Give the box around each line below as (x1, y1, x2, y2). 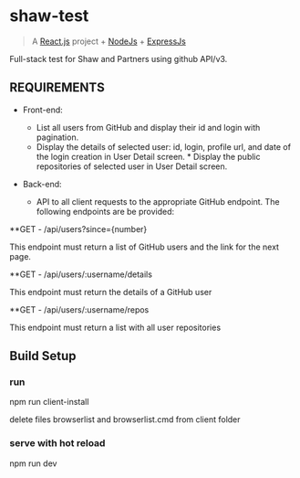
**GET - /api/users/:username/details (9, 269, 153, 280)
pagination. (36, 132, 79, 143)
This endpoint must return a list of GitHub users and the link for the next (9, 241, 280, 252)
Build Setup (9, 348, 77, 364)
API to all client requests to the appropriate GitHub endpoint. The (36, 196, 280, 207)
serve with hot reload (9, 437, 106, 450)
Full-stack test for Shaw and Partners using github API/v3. (9, 53, 228, 64)
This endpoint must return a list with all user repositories (9, 322, 222, 333)
